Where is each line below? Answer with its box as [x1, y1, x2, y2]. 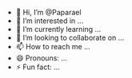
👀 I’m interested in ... [15, 16, 84, 25]
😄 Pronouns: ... [15, 53, 68, 63]
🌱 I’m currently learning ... [15, 25, 102, 33]
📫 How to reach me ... [15, 42, 90, 51]
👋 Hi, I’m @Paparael [15, 8, 82, 17]
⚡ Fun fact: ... [15, 62, 60, 72]
